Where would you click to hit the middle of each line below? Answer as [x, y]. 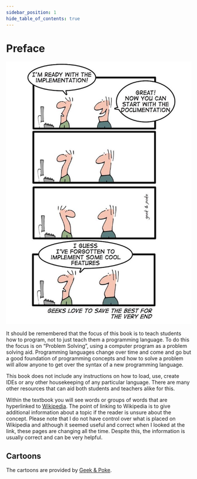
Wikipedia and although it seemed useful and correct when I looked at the [96, 425]
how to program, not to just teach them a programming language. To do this [98, 340]
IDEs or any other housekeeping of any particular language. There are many [98, 383]
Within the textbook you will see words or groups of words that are [87, 400]
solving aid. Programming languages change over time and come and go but [99, 352]
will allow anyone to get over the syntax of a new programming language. [95, 365]
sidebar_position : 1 [31, 12]
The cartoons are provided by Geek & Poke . [59, 470]
